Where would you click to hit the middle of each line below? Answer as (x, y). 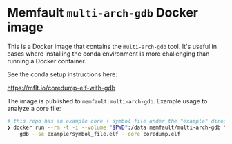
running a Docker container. (47, 61)
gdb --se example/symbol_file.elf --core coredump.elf (100, 134)
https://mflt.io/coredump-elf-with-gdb (61, 88)
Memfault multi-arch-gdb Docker (103, 13)
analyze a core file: (34, 108)
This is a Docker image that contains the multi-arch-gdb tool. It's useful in (112, 46)
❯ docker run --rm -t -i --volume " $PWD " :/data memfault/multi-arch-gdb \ (117, 127)
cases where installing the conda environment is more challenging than (108, 54)
